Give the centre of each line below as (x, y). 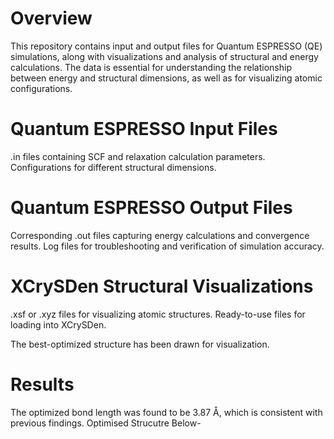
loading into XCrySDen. (58, 324)
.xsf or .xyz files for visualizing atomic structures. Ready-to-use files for (158, 314)
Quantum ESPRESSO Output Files (151, 208)
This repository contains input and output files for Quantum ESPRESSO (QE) (166, 46)
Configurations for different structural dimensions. (113, 167)
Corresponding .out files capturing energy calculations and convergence (160, 235)
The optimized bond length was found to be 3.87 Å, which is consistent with (166, 412)
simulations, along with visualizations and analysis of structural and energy (164, 56)
